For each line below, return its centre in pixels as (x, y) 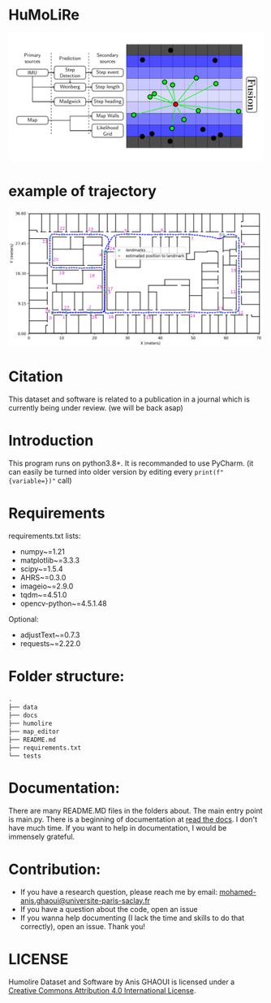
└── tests (25, 756)
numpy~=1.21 (42, 551)
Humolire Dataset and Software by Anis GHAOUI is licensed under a (122, 982)
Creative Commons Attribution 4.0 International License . (102, 990)
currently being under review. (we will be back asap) (96, 408)
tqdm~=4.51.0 (43, 594)
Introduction (51, 441)
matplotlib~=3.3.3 (49, 560)
